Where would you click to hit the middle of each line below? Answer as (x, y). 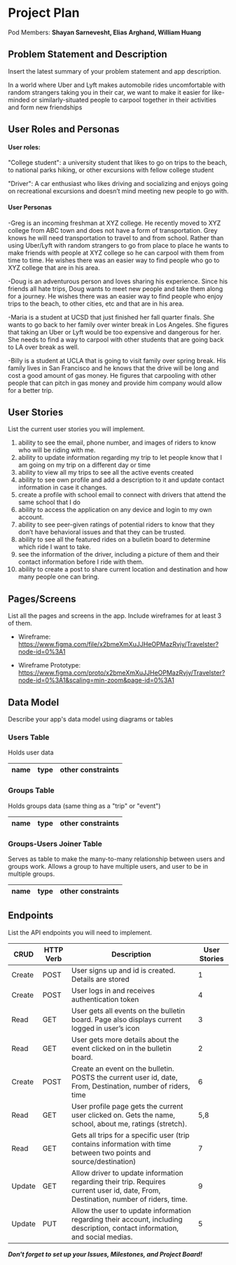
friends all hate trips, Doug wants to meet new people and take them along (116, 288)
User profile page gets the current (127, 1106)
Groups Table (31, 790)
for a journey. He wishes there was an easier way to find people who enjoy (116, 296)
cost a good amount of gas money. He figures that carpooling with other (112, 375)
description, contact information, (125, 1228)
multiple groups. (32, 874)
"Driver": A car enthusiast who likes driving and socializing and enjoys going (118, 184)
